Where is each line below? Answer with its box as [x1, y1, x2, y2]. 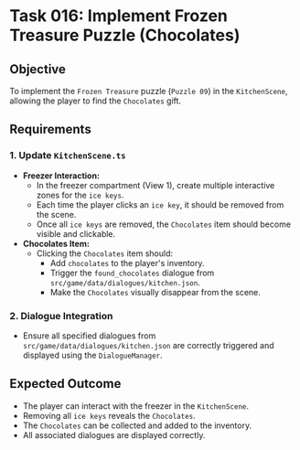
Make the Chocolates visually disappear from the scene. [49, 286, 261, 297]
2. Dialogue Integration [9, 309, 113, 322]
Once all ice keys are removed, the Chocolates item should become [36, 219, 291, 230]
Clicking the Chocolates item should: [36, 248, 174, 259]
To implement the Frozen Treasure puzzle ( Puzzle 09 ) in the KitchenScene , [9, 86, 288, 96]
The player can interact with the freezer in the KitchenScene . [22, 400, 250, 412]
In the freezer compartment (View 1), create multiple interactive [36, 179, 275, 190]
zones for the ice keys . [36, 189, 124, 200]
